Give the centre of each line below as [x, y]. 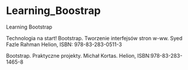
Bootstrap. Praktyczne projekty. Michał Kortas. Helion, [71, 55]
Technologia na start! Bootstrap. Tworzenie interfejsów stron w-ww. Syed [94, 38]
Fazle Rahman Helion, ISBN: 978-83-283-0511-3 [64, 44]
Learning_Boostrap [53, 11]
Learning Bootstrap [29, 27]
